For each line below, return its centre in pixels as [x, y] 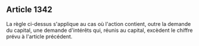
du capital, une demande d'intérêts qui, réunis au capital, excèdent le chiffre [99, 30]
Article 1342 [29, 10]
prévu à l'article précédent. [39, 36]
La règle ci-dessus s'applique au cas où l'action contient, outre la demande [99, 24]
